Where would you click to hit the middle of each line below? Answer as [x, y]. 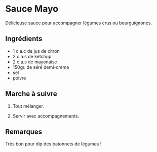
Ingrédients [24, 39]
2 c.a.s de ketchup [32, 56]
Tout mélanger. [28, 106]
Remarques [24, 131]
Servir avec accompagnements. [46, 116]
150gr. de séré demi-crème [41, 67]
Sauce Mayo [32, 9]
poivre [19, 78]
